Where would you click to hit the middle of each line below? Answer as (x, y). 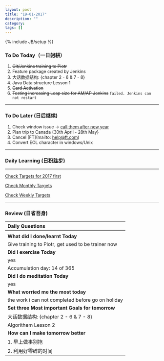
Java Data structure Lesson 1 (41, 83)
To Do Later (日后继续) (31, 116)
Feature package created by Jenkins (49, 72)
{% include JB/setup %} (29, 42)
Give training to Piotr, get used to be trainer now (62, 244)
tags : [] (14, 28)
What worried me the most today (47, 292)
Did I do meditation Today (38, 276)
